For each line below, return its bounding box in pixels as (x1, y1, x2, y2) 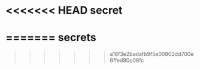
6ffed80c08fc (110, 57, 144, 64)
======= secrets (5, 31, 96, 45)
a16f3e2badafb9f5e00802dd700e (110, 51, 194, 58)
